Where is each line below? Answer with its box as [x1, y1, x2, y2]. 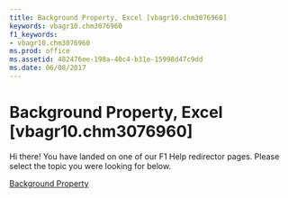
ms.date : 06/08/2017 [9, 64, 87, 73]
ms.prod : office [9, 47, 70, 56]
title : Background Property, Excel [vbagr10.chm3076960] [9, 13, 228, 22]
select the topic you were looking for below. [9, 160, 172, 171]
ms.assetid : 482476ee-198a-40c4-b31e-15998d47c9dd [9, 55, 203, 64]
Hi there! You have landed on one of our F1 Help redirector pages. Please [9, 150, 280, 162]
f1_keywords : [9, 30, 58, 39]
